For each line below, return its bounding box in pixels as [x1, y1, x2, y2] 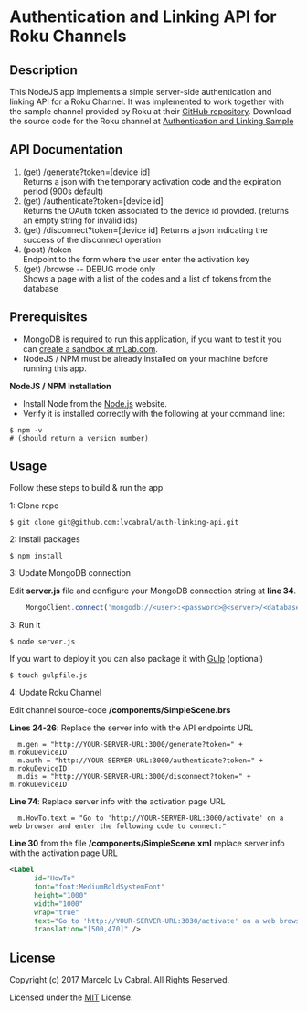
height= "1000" [33, 890, 89, 899]
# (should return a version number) [9, 433, 149, 442]
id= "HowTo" [33, 874, 76, 883]
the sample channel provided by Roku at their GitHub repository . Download [9, 106, 291, 116]
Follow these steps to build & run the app [9, 483, 164, 494]
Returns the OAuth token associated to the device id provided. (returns [22, 205, 290, 216]
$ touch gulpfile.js [9, 671, 89, 680]
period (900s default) [22, 186, 104, 197]
